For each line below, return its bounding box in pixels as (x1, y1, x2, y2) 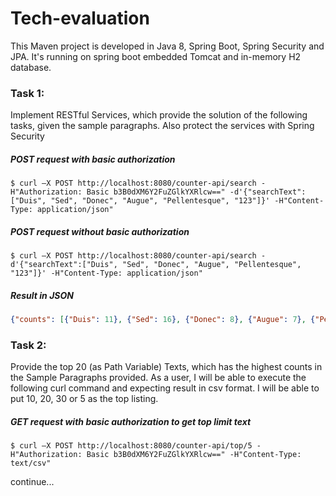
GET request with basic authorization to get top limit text (10, 415, 252, 427)
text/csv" (10, 458, 52, 469)
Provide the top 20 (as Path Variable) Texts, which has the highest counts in (10, 361, 323, 373)
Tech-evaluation (10, 7, 150, 30)
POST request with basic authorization (10, 153, 176, 165)
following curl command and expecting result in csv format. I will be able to (10, 382, 320, 394)
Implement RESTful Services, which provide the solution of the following (10, 109, 308, 121)
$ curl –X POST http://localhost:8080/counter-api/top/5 (10, 441, 253, 451)
